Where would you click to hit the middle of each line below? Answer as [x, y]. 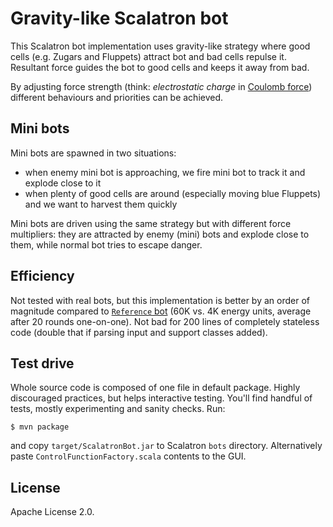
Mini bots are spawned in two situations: [93, 153]
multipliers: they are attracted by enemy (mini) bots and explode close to [160, 234]
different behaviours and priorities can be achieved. [117, 97]
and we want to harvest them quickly [101, 204]
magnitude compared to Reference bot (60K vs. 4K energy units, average [161, 311]
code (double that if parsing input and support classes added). [139, 332]
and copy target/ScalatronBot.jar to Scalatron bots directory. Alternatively [166, 446]
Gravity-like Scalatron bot [119, 18]
